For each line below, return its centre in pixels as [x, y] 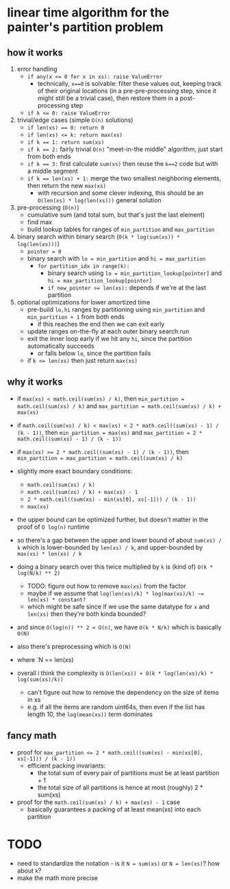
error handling [37, 69]
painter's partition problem [85, 27]
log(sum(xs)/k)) [40, 679]
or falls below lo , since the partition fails [94, 353]
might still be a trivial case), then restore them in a [108, 98]
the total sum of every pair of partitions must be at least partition [128, 772]
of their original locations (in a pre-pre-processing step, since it [127, 91]
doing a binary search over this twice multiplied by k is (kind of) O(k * [115, 567]
